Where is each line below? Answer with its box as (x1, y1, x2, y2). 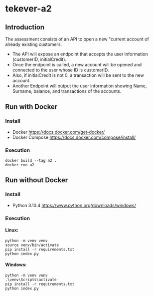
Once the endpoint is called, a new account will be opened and (12, 62, 142, 67)
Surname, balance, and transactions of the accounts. (12, 88, 122, 94)
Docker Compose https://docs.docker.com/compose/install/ (12, 134, 136, 140)
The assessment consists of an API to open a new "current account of (5, 36, 150, 42)
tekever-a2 (5, 3, 52, 14)
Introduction (5, 23, 45, 31)
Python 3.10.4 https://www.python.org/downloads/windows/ (12, 202, 136, 208)
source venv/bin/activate (5, 243, 59, 248)
